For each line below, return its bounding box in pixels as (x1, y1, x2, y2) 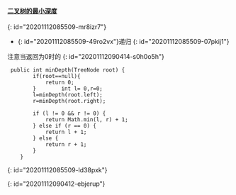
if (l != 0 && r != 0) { (33, 110, 106, 117)
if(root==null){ (33, 73, 81, 80)
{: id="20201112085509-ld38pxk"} (7, 166, 108, 174)
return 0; (45, 79, 74, 87)
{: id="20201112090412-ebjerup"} (7, 179, 106, 188)
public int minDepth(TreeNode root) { (10, 67, 125, 74)
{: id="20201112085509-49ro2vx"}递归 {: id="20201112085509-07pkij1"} (17, 38, 230, 46)
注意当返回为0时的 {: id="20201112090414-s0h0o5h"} (7, 52, 164, 61)
